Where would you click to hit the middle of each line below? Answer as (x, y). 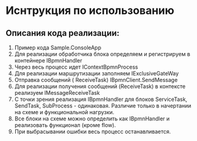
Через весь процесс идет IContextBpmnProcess (76, 67)
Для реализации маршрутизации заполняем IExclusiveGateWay (97, 73)
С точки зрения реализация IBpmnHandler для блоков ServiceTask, (101, 99)
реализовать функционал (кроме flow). (65, 125)
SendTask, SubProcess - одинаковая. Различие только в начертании (103, 106)
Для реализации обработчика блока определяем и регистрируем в (102, 54)
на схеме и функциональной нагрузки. (64, 112)
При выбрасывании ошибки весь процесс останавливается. (92, 132)
